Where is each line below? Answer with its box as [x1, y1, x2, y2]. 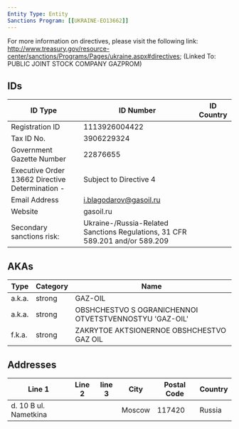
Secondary [11, 222, 48, 232]
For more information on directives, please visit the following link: [7, 36, 198, 45]
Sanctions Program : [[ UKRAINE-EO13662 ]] [7, 17, 129, 24]
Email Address [11, 195, 59, 205]
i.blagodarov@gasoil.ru [83, 195, 161, 205]
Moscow [121, 405, 151, 415]
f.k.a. [11, 330, 28, 340]
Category [35, 281, 69, 291]
